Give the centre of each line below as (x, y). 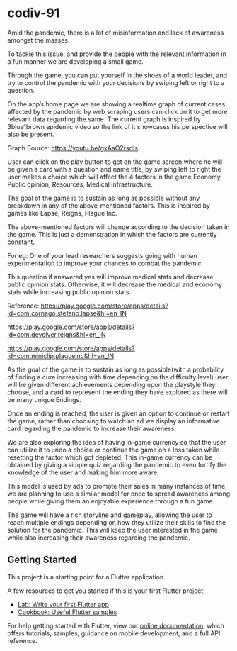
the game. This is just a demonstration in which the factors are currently (112, 234)
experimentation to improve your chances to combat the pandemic (104, 263)
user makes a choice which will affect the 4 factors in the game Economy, (115, 177)
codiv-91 (34, 13)
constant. (21, 242)
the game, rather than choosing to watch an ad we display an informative (114, 421)
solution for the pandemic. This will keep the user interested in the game (112, 530)
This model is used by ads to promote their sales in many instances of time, (117, 486)
